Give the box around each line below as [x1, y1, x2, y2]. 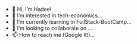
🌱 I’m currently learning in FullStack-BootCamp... [11, 18, 132, 25]
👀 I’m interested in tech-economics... [11, 12, 102, 19]
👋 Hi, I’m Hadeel [11, 6, 52, 12]
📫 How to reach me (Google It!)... [11, 32, 95, 38]
